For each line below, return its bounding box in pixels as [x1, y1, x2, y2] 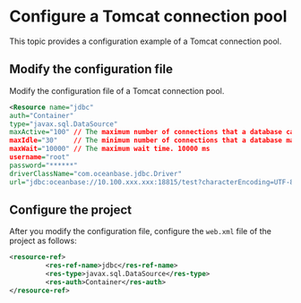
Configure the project [9, 202, 133, 217]
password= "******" [9, 161, 78, 170]
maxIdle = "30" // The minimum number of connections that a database [9, 136, 282, 145]
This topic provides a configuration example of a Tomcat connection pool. [9, 36, 282, 46]
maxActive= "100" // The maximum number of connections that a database [9, 128, 282, 137]
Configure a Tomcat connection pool [9, 6, 288, 27]
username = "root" [9, 153, 70, 162]
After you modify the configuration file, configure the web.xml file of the [9, 226, 271, 237]
